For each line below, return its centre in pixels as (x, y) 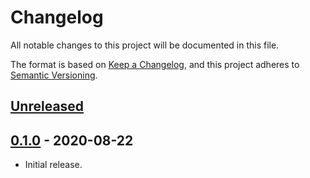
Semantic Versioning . (54, 75)
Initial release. (53, 165)
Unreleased (47, 106)
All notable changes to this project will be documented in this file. (145, 45)
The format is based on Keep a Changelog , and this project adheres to (155, 64)
